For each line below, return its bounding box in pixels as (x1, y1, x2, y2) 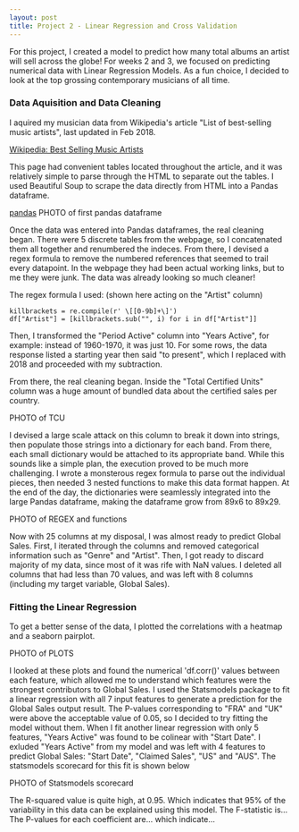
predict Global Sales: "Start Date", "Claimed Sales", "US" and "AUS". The (9, 751, 277, 761)
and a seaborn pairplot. (9, 631, 96, 641)
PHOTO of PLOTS (9, 648, 74, 658)
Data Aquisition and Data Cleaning (9, 97, 162, 109)
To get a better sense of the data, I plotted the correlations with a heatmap (9, 621, 283, 632)
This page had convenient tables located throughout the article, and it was (9, 161, 283, 172)
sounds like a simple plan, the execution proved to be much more (9, 458, 249, 469)
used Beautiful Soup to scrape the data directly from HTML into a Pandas (9, 180, 278, 191)
